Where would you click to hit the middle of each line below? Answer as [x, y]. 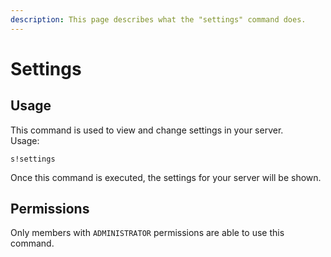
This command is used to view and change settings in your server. [147, 130]
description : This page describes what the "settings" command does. [158, 19]
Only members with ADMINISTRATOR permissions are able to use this [147, 233]
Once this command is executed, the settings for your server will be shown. [166, 177]
